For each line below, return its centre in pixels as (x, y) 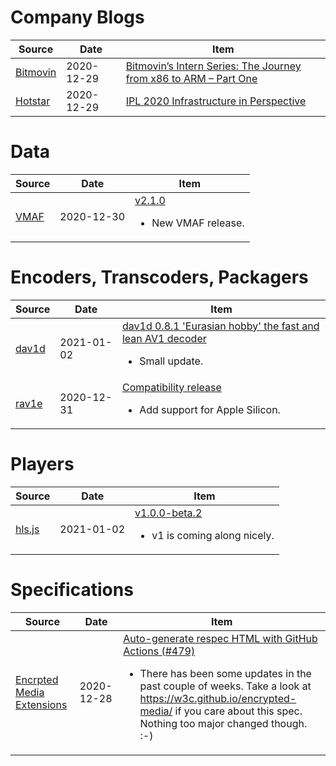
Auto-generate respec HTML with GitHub (220, 638)
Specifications (72, 589)
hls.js (27, 529)
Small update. (171, 361)
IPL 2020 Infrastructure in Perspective (216, 101)
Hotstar (33, 101)
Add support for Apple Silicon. (210, 409)
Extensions (41, 704)
